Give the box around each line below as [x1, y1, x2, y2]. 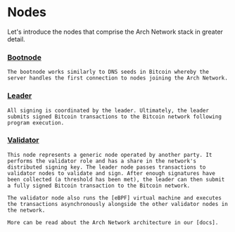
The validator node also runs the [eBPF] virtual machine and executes [7, 194, 222, 201]
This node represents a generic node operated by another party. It [7, 151, 212, 158]
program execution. [7, 119, 65, 127]
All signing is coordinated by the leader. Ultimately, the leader [7, 107, 210, 114]
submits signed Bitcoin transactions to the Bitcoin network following [7, 113, 222, 120]
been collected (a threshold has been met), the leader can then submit [7, 176, 225, 183]
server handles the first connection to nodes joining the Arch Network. [7, 75, 229, 82]
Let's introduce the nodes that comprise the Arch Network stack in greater [7, 27, 224, 36]
